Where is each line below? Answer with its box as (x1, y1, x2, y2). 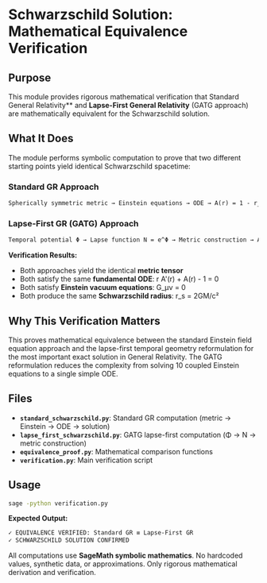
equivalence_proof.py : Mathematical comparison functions (19, 446, 213, 456)
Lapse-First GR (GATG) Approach (8, 218, 139, 229)
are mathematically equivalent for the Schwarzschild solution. (8, 109, 211, 118)
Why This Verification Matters (8, 314, 161, 327)
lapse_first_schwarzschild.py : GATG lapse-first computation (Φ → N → (19, 430, 257, 439)
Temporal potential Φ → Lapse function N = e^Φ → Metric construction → (8, 236, 254, 244)
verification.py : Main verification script (19, 455, 153, 465)
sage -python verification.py (8, 499, 109, 508)
